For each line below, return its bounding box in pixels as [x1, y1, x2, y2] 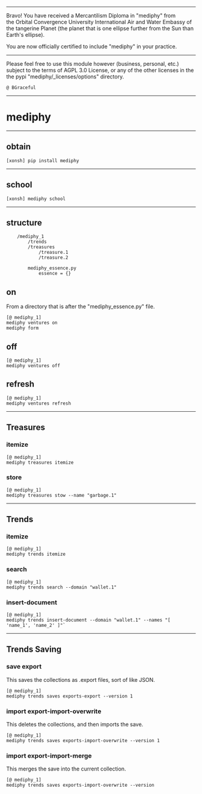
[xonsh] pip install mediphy [6, 157, 79, 163]
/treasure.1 [38, 250, 69, 256]
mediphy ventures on [6, 320, 58, 326]
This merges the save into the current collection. [6, 765, 126, 772]
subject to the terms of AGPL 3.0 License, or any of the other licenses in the [6, 67, 194, 74]
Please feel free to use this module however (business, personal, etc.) [6, 60, 179, 67]
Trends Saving [6, 644, 62, 655]
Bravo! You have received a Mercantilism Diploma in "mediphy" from [6, 12, 176, 19]
